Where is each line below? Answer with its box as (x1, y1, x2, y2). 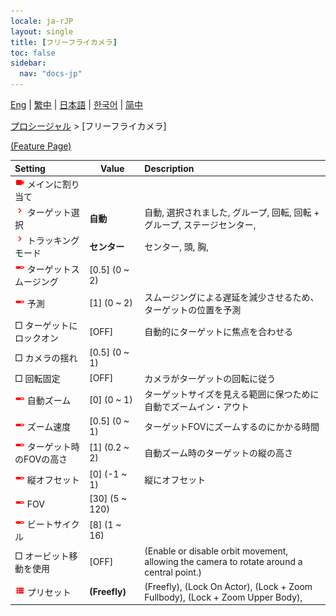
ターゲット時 (26, 441, 80, 453)
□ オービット (14, 550, 70, 562)
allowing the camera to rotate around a (144, 556, 303, 568)
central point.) (144, 566, 203, 579)
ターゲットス (26, 263, 80, 275)
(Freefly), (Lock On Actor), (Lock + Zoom (144, 580, 313, 592)
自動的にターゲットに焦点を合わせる (144, 326, 294, 337)
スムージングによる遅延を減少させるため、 (144, 291, 320, 303)
